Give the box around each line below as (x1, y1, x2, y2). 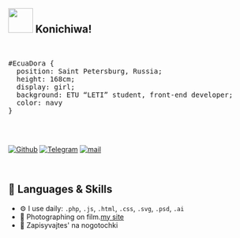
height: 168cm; (16, 74, 75, 84)
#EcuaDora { (8, 58, 54, 68)
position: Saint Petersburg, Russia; (16, 66, 163, 76)
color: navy (16, 98, 63, 107)
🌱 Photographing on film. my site (19, 212, 125, 221)
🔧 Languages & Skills (8, 183, 113, 196)
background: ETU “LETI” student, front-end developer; (16, 90, 234, 99)
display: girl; (16, 82, 75, 91)
